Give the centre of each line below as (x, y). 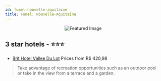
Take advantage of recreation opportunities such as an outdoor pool (87, 68)
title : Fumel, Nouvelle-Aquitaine (41, 14)
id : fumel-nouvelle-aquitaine (36, 10)
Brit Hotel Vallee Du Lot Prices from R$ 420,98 (60, 58)
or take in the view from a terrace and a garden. (66, 73)
